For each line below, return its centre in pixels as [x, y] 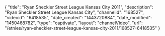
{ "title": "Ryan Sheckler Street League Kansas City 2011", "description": [79, 7]
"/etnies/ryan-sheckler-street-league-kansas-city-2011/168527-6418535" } [82, 28]
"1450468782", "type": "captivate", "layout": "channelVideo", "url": [74, 23]
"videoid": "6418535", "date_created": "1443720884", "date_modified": [78, 18]
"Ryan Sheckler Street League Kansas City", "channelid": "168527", [74, 12]
